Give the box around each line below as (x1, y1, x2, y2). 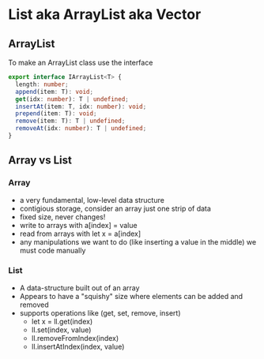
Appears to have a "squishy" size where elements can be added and (19, 291, 243, 301)
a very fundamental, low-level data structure (19, 195, 164, 204)
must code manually (19, 245, 86, 255)
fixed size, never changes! (19, 211, 106, 222)
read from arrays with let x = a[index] (19, 229, 141, 238)
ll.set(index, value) (31, 325, 92, 335)
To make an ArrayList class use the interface (8, 58, 153, 67)
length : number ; (15, 80, 69, 88)
